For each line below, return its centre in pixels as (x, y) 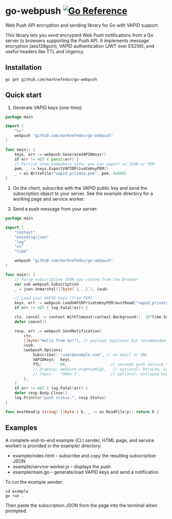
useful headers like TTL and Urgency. (45, 51)
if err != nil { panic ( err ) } (47, 159)
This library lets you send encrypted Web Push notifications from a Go (79, 35)
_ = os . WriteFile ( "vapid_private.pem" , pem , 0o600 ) (71, 174)
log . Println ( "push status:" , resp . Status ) (60, 398)
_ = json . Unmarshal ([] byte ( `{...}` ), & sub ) (62, 289)
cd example (17, 491)
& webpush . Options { (43, 350)
